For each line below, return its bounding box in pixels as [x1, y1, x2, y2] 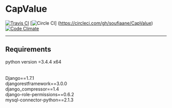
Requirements [5, 45, 51, 54]
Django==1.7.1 [5, 75, 34, 81]
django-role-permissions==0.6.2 [5, 91, 74, 97]
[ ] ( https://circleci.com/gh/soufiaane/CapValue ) [30, 20, 154, 26]
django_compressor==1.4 [5, 85, 59, 92]
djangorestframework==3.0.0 [5, 80, 68, 87]
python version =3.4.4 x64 [5, 58, 61, 64]
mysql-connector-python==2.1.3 [5, 97, 74, 103]
